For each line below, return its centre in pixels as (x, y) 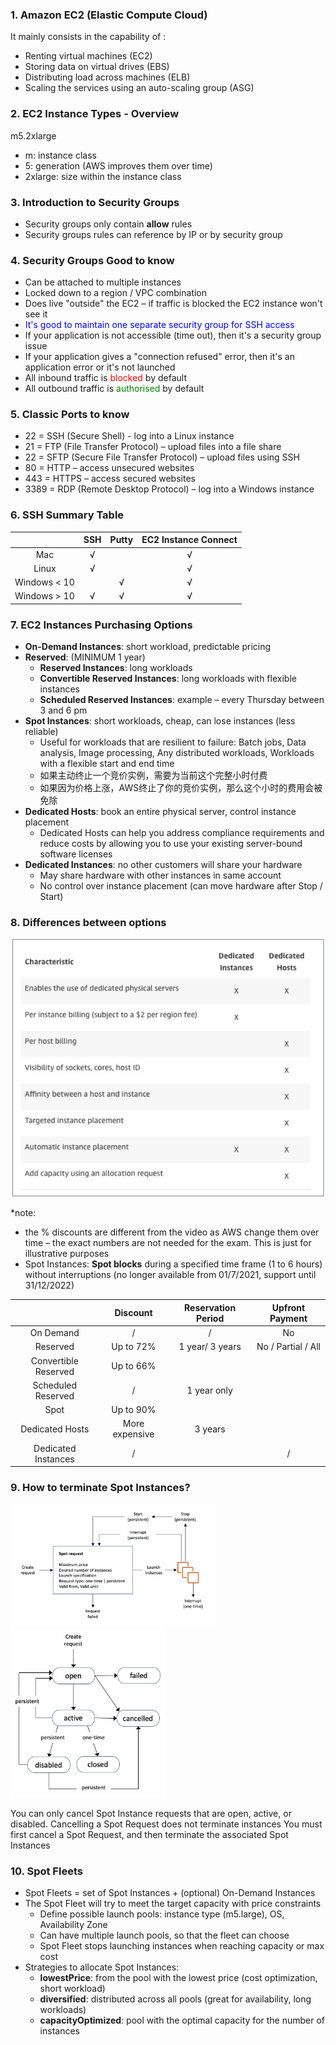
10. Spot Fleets (46, 1871)
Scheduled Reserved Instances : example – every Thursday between (182, 700)
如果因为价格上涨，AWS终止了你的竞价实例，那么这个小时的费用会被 (181, 788)
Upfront (288, 1307)
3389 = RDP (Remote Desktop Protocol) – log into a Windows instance (169, 489)
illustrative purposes (67, 1254)
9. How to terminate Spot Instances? (100, 1488)
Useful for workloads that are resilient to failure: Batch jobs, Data (173, 742)
